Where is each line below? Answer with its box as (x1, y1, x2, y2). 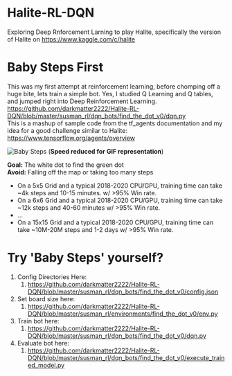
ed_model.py (27, 361, 65, 369)
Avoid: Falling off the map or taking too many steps (7, 168, 154, 176)
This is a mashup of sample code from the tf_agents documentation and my (7, 119, 223, 127)
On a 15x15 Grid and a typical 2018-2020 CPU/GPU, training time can (17, 218, 213, 226)
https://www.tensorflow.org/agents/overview (7, 134, 136, 142)
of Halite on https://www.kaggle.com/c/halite (7, 35, 136, 43)
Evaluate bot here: (17, 339, 70, 347)
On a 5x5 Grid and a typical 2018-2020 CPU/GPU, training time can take (17, 181, 223, 190)
